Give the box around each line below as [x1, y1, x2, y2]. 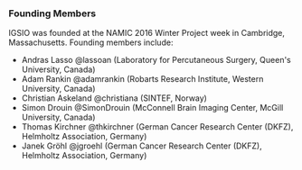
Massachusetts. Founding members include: [8, 37, 174, 48]
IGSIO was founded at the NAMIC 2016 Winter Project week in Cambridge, [8, 28, 286, 39]
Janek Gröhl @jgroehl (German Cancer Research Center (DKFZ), [21, 140, 263, 151]
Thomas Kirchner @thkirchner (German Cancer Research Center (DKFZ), [21, 121, 294, 132]
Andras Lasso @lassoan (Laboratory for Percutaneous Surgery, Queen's [21, 55, 291, 66]
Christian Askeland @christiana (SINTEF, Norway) [21, 93, 207, 103]
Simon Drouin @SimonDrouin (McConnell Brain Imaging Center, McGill [21, 103, 284, 113]
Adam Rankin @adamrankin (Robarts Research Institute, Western [21, 74, 264, 85]
